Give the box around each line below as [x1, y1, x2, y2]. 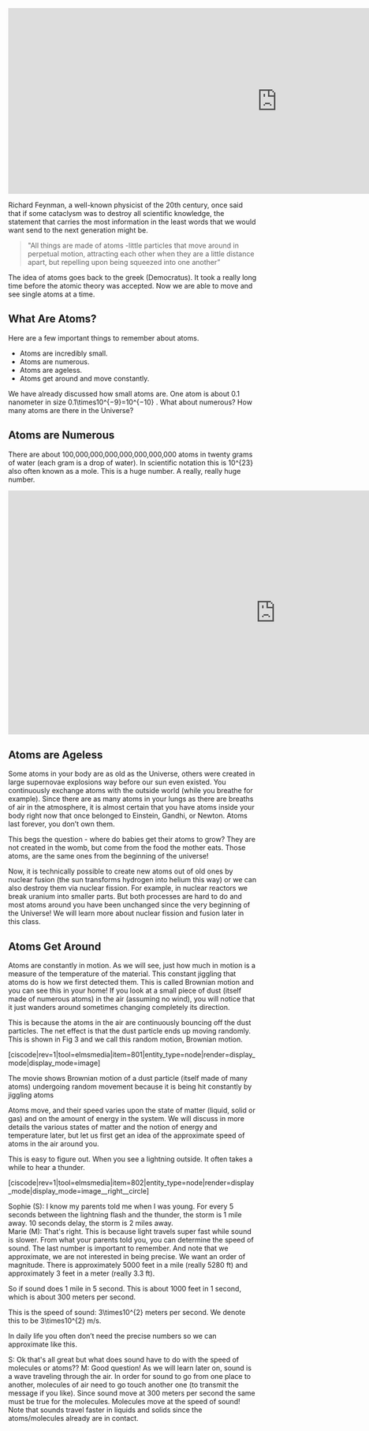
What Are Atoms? [8, 312, 97, 326]
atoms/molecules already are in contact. [8, 1414, 140, 1423]
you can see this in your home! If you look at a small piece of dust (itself [8, 986, 242, 996]
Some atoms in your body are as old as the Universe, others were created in [8, 769, 255, 779]
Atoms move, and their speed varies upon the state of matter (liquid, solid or [8, 1105, 256, 1115]
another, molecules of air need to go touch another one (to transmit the [8, 1380, 239, 1390]
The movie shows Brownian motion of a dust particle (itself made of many [8, 1074, 248, 1083]
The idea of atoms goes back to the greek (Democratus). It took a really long [8, 273, 257, 282]
